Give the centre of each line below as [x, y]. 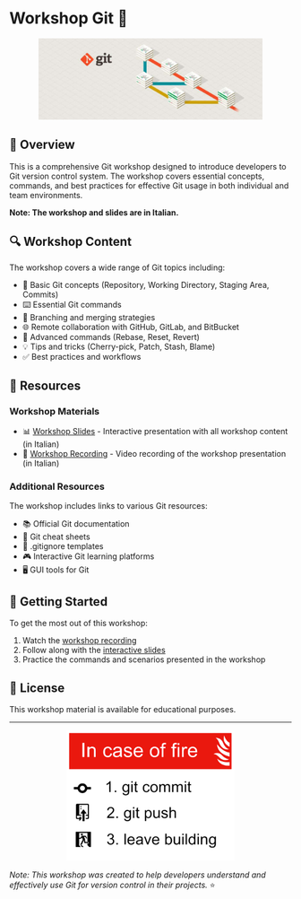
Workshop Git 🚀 [69, 18]
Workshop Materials [55, 411]
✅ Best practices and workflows [82, 357]
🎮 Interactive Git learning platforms [88, 556]
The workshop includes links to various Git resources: [108, 506]
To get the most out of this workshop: [78, 624]
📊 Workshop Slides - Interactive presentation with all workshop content [155, 432]
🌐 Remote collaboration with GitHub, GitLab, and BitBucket [131, 327]
